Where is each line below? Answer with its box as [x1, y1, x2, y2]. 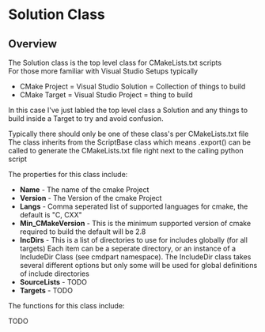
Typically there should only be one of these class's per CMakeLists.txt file [8, 129, 249, 138]
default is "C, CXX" [19, 210, 82, 219]
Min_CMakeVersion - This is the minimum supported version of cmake [19, 219, 252, 228]
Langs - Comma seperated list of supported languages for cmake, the [19, 202, 248, 211]
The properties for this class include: [8, 170, 128, 179]
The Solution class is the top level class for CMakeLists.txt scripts [8, 58, 222, 67]
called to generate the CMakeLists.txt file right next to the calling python [8, 146, 244, 155]
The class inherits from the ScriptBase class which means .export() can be [8, 138, 252, 147]
